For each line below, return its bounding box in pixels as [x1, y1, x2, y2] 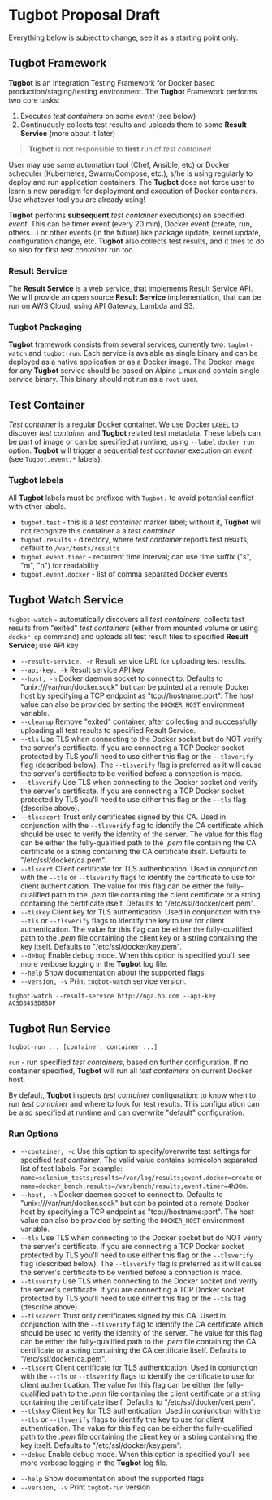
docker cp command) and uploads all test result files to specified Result [8, 632, 249, 642]
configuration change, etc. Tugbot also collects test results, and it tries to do [8, 236, 265, 246]
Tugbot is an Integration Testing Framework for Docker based [8, 77, 215, 87]
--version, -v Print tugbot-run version [19, 1482, 151, 1492]
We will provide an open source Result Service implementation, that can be [8, 292, 261, 302]
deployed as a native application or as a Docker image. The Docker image [8, 357, 256, 367]
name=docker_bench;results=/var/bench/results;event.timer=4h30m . [19, 1181, 248, 1191]
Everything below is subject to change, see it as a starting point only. [8, 33, 239, 42]
